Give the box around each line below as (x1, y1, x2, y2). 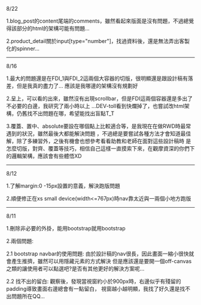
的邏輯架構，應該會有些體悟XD (6, 152, 82, 159)
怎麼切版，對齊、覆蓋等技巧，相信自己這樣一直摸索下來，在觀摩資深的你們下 (6, 145, 195, 152)
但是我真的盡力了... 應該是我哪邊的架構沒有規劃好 (16, 82, 139, 89)
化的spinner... (6, 45, 40, 52)
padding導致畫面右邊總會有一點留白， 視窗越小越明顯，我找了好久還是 (6, 285, 180, 292)
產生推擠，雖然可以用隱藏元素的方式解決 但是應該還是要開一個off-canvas (11, 258, 192, 264)
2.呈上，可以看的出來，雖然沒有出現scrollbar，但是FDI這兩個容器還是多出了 (6, 95, 193, 102)
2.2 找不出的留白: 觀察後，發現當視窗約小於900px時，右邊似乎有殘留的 (6, 278, 181, 285)
